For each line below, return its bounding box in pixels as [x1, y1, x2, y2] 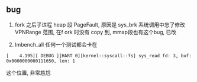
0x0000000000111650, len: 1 [6, 58, 76, 64]
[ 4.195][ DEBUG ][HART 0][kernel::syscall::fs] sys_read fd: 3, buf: [6, 53, 192, 58]
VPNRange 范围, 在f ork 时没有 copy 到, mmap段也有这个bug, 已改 [14, 28, 177, 35]
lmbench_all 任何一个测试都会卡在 [14, 41, 98, 48]
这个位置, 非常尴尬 [6, 69, 51, 76]
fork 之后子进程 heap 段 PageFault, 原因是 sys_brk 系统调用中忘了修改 [14, 21, 185, 28]
